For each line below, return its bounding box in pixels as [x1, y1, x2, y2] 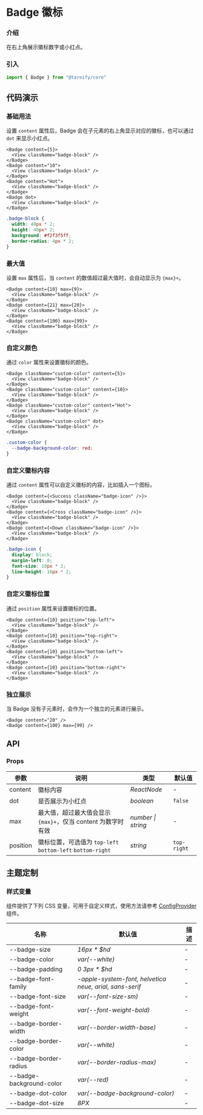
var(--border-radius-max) [77, 1058, 156, 1067]
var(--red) [77, 1076, 109, 1084]
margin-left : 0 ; [11, 557, 53, 564]
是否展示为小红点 [37, 797, 86, 805]
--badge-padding [9, 965, 63, 973]
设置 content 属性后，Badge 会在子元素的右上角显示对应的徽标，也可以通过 [6, 127, 195, 134]
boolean [130, 797, 154, 805]
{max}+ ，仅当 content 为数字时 [37, 817, 124, 826]
